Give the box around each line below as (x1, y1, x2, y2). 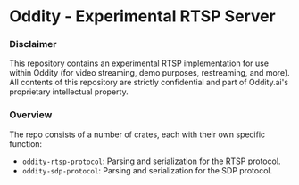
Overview (9, 109, 53, 121)
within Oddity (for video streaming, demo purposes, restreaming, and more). (9, 68, 290, 78)
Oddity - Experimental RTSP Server (9, 6, 277, 27)
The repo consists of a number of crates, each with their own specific (9, 129, 266, 140)
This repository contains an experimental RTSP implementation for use (9, 58, 270, 68)
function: (9, 138, 43, 149)
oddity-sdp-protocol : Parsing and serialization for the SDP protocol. (21, 165, 273, 175)
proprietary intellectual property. (9, 86, 129, 97)
